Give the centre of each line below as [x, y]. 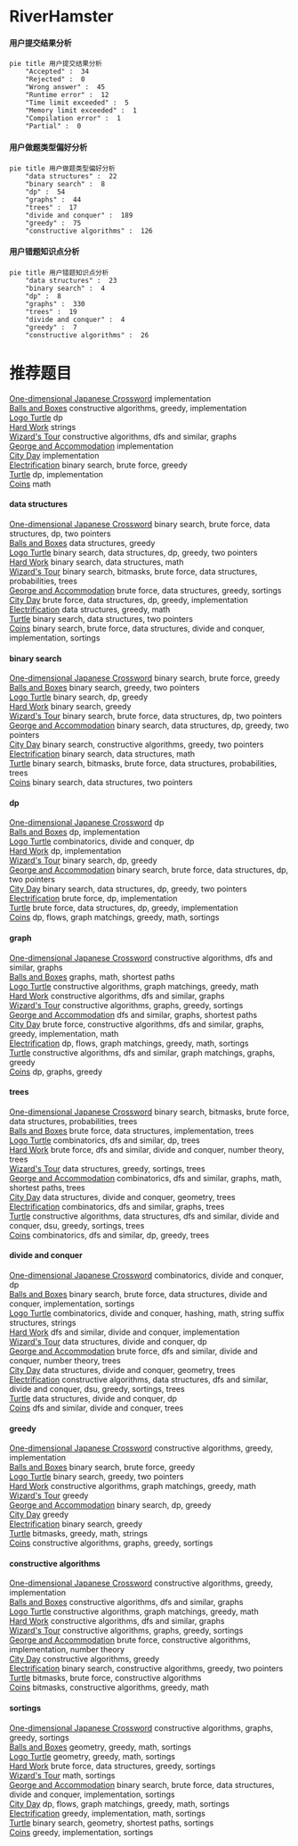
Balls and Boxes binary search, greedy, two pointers [105, 688]
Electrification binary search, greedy [76, 1524]
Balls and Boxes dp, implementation [75, 832]
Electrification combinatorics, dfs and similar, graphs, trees [117, 1206]
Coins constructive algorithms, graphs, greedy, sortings [111, 1543]
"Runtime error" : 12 [67, 95]
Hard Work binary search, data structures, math [97, 562]
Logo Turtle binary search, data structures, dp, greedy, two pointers [133, 552]
